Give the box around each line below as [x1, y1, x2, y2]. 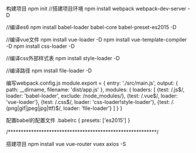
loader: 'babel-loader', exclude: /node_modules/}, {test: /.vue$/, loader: [6, 92, 178, 99]
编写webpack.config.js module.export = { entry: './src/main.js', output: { [6, 79, 178, 86]
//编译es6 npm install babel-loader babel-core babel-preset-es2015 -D [6, 24, 177, 30]
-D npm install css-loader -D [6, 43, 75, 50]
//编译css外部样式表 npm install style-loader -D [6, 55, 120, 61]
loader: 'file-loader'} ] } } [63, 105, 123, 112]
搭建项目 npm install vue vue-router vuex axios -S [6, 141, 126, 147]
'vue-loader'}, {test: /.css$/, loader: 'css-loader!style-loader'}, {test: [6, 99, 170, 105]
